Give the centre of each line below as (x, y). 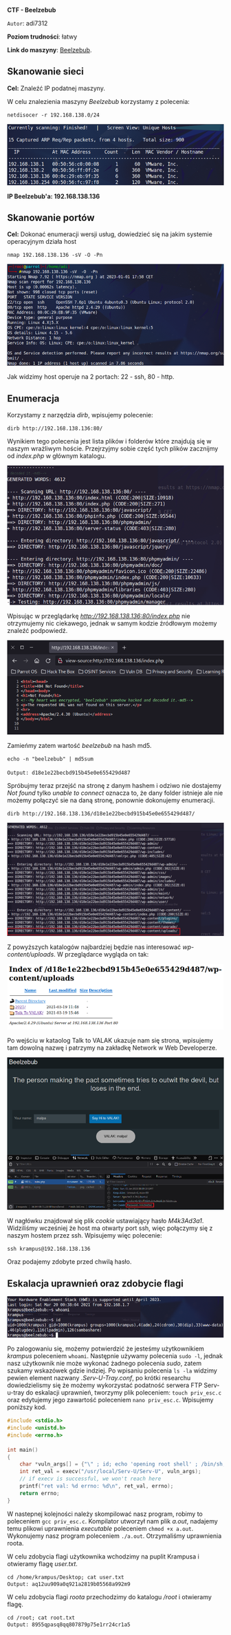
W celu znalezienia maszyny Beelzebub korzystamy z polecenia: (99, 101)
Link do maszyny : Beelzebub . (49, 50)
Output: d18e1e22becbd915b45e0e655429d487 (69, 773)
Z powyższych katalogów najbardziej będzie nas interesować (94, 947)
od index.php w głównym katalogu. (57, 456)
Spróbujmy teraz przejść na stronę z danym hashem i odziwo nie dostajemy (114, 785)
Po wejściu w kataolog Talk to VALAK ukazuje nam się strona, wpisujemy (110, 1040)
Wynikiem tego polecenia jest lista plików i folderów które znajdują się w (109, 441)
